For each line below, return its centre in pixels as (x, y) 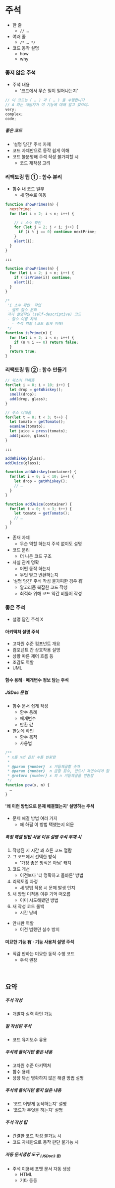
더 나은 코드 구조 (36, 556)
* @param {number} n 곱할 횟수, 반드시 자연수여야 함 (58, 771)
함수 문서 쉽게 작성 (30, 706)
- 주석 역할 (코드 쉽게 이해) (38, 324)
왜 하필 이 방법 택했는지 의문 (47, 824)
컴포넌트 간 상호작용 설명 (36, 650)
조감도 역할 (23, 662)
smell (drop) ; (23, 395)
